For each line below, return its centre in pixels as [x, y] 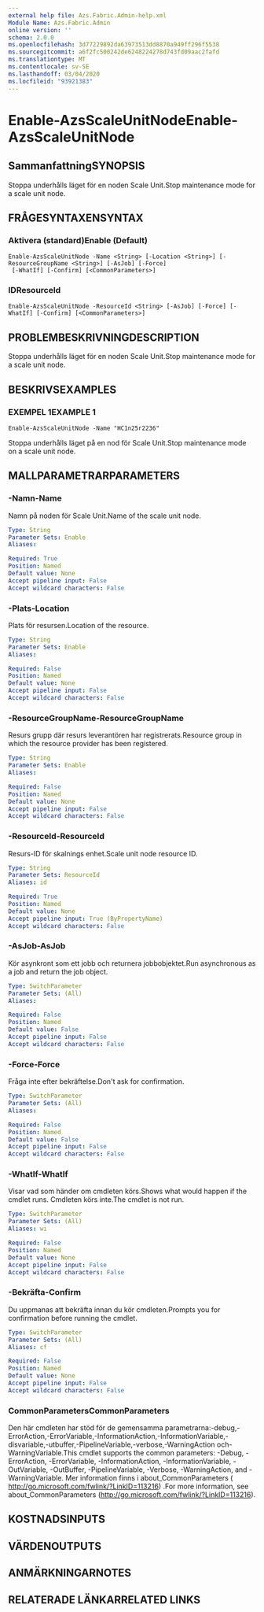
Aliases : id [27, 882]
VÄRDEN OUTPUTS [55, 1546]
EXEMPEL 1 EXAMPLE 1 [52, 412]
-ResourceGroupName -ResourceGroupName [96, 718]
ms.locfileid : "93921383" [50, 81]
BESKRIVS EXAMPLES [62, 389]
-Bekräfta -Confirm [44, 1292]
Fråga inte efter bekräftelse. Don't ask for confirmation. [96, 1081]
